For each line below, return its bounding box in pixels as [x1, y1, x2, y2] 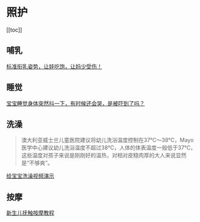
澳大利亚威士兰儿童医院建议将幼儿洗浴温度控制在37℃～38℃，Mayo [21, 137, 194, 144]
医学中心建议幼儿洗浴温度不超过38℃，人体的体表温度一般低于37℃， [21, 144, 196, 151]
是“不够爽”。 [21, 159, 53, 167]
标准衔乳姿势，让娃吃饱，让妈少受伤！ [6, 62, 102, 70]
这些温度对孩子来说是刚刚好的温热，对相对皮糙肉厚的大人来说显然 [21, 152, 187, 159]
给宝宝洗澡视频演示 [6, 172, 55, 180]
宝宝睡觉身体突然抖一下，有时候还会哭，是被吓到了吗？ [6, 99, 145, 107]
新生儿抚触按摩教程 [6, 209, 55, 217]
